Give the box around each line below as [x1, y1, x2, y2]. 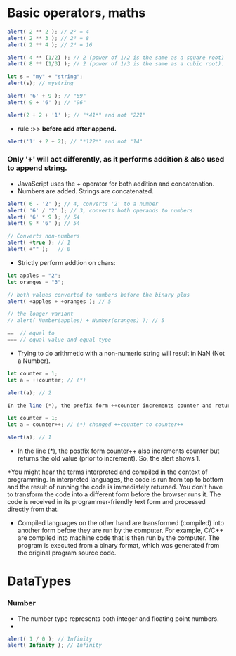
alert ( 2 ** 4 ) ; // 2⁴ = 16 [7, 41, 93, 49]
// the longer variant [7, 311, 74, 318]
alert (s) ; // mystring [7, 79, 74, 87]
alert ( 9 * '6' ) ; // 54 [7, 220, 80, 227]
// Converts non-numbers [7, 233, 80, 240]
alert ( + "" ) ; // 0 [7, 246, 71, 253]
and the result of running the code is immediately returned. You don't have [7, 483, 223, 491]
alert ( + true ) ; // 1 [7, 239, 71, 247]
